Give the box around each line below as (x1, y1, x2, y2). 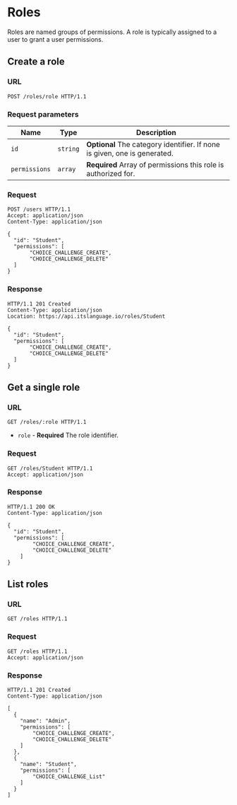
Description (136, 127, 176, 137)
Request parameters (7, 109, 79, 119)
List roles (7, 578, 49, 591)
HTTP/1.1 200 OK (7, 503, 55, 510)
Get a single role (7, 381, 80, 393)
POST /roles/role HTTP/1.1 (7, 93, 87, 100)
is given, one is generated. (86, 148, 174, 158)
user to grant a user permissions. (7, 35, 104, 43)
